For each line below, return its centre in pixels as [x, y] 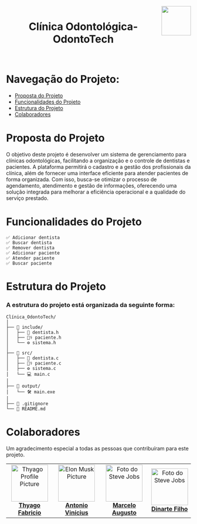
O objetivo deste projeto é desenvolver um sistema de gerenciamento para [96, 154]
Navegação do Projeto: [63, 79]
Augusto [124, 513]
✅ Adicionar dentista [33, 238]
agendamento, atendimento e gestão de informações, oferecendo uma [91, 185]
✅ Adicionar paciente [33, 253]
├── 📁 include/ [25, 328]
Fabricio [30, 513]
